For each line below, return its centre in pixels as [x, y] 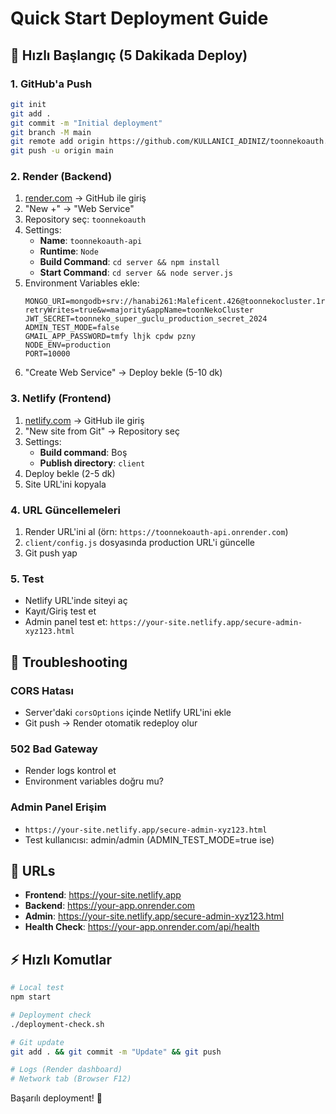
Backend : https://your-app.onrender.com [110, 906]
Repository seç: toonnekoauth [85, 219]
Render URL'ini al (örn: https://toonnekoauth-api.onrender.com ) [156, 532]
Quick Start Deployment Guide [139, 18]
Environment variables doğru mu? [94, 781]
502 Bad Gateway [54, 749]
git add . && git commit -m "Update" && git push [116, 1052]
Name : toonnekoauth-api [91, 241]
